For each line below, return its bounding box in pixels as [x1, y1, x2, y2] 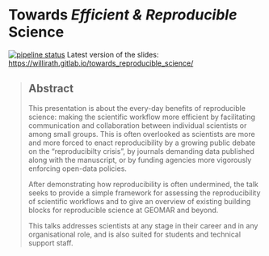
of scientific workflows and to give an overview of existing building [27, 196, 251, 206]
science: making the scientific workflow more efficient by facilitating [27, 112, 256, 122]
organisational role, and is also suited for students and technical [27, 229, 241, 239]
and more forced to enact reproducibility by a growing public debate [27, 138, 256, 147]
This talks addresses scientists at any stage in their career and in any [27, 220, 258, 230]
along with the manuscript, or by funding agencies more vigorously [27, 155, 252, 164]
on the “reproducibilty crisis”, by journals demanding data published [27, 146, 254, 156]
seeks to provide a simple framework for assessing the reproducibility [27, 188, 261, 198]
